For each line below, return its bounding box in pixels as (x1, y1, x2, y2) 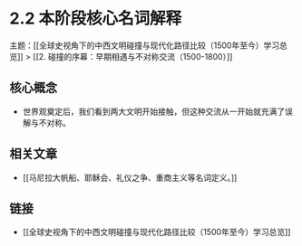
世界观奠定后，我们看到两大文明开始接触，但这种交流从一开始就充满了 (22, 106, 286, 117)
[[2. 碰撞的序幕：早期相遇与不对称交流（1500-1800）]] (33, 51, 233, 61)
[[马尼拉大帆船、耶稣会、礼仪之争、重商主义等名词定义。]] (22, 172, 238, 183)
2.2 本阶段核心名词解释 (9, 8, 182, 29)
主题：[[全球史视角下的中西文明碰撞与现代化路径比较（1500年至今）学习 (9, 40, 279, 51)
